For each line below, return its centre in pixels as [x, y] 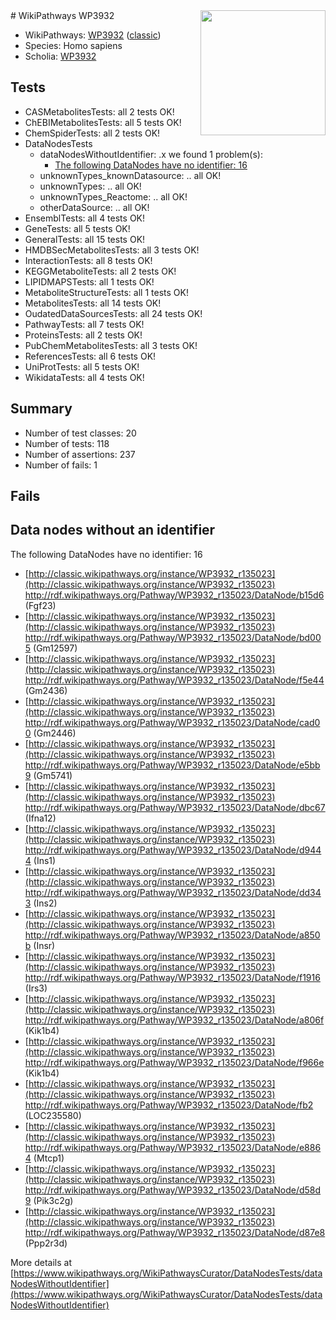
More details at [41, 1262]
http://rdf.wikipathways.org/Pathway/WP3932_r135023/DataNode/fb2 [169, 1105]
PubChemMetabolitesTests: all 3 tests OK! [111, 345]
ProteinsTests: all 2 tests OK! [83, 335]
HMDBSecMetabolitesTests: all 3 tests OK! [112, 250]
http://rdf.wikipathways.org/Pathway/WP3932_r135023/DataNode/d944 [173, 850]
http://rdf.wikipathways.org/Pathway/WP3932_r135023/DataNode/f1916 [172, 977]
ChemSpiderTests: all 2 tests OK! [92, 133]
